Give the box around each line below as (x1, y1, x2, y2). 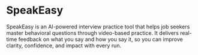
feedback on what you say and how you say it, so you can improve (18, 35, 183, 43)
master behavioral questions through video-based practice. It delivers (6, 29, 179, 36)
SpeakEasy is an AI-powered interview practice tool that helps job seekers (6, 23, 190, 30)
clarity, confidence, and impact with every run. (6, 42, 122, 49)
